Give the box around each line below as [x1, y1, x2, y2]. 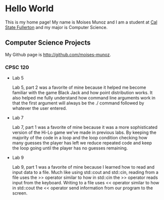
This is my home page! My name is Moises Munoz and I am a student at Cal [5, 19, 158, 25]
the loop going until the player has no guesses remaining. [12, 145, 128, 151]
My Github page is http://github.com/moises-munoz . [5, 51, 111, 57]
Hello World [5, 3, 54, 14]
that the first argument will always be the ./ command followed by [12, 100, 144, 106]
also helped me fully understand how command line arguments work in [12, 95, 156, 101]
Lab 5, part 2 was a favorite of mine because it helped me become [12, 84, 146, 91]
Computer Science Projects [5, 39, 91, 47]
